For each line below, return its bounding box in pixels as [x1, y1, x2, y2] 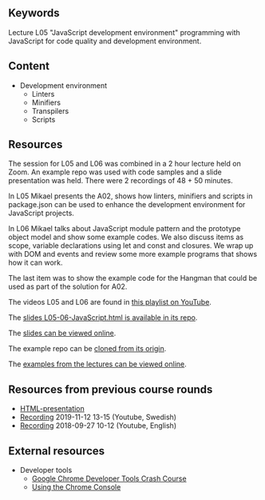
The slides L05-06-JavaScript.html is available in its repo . [8, 313, 198, 322]
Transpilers [31, 106, 69, 115]
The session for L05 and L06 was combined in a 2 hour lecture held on [8, 159, 241, 169]
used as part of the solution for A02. [8, 282, 128, 291]
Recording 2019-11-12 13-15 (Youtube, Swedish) [19, 412, 177, 422]
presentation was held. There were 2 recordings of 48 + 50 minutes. [8, 176, 233, 186]
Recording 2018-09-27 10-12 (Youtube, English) [19, 421, 177, 430]
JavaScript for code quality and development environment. [8, 36, 202, 46]
